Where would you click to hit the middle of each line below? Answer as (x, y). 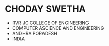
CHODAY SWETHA (45, 9)
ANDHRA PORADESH (35, 33)
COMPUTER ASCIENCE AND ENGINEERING (58, 28)
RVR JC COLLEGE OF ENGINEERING (50, 23)
